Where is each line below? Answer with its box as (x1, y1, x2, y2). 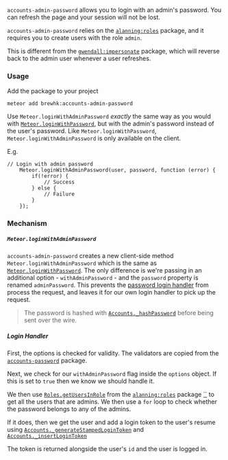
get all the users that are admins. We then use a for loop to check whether (7, 398, 218, 406)
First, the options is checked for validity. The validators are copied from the (7, 349, 219, 358)
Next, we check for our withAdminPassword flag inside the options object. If (7, 370, 217, 378)
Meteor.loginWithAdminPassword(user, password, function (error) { (19, 167, 216, 174)
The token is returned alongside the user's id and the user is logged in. (7, 445, 207, 453)
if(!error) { (31, 173, 69, 180)
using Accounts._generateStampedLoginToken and (7, 426, 144, 434)
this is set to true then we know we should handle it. (7, 377, 155, 385)
